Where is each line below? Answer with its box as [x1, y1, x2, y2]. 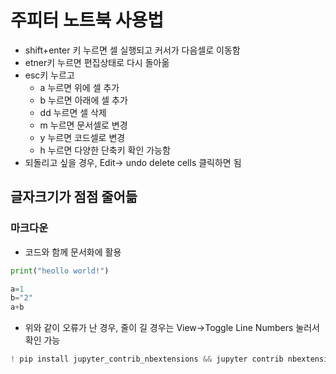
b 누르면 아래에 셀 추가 [39, 94, 128, 106]
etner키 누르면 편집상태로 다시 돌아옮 [24, 56, 170, 68]
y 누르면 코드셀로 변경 [39, 131, 126, 143]
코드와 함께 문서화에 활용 [24, 246, 122, 258]
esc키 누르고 [24, 69, 75, 81]
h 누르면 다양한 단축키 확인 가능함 [39, 144, 171, 156]
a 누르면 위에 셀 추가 [39, 81, 120, 93]
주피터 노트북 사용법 [10, 9, 165, 32]
